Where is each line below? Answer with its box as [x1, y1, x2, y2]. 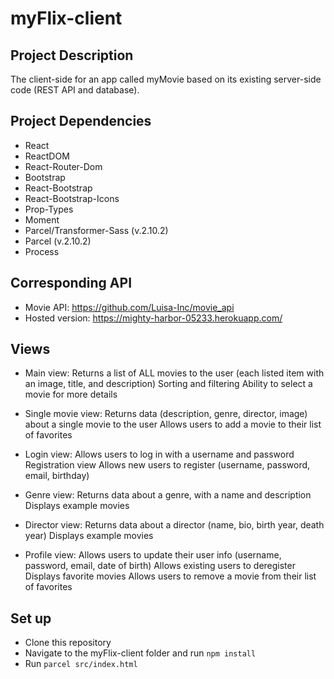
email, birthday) [24, 470, 90, 482]
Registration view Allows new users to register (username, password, [24, 459, 311, 471]
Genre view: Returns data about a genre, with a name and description [24, 489, 312, 501]
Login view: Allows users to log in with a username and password [24, 448, 295, 461]
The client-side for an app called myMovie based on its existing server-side [10, 73, 322, 85]
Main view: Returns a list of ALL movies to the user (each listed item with [24, 367, 325, 379]
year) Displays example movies [24, 530, 154, 542]
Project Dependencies [10, 113, 152, 130]
